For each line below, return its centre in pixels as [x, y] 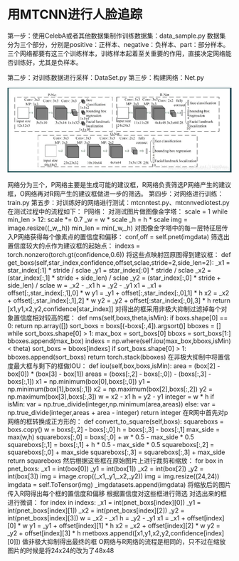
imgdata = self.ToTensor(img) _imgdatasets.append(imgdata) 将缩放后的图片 [119, 484]
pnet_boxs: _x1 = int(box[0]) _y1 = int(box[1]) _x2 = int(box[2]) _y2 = [106, 468]
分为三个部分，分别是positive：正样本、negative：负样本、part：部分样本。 [118, 44]
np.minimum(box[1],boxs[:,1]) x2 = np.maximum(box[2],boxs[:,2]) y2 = [110, 389]
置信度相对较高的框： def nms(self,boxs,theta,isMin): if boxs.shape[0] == [121, 318]
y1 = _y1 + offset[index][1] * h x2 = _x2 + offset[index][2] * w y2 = [125, 525]
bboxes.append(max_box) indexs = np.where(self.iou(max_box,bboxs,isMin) [119, 341]
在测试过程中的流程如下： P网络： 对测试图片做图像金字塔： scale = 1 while [118, 211]
